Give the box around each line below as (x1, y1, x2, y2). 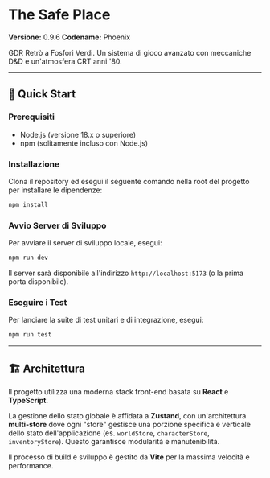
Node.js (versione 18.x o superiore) (19, 130, 137, 139)
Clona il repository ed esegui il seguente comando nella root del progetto (8, 176, 250, 186)
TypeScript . (8, 395, 49, 405)
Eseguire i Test (8, 296, 67, 307)
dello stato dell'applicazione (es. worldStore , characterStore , (8, 428, 211, 438)
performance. (8, 460, 54, 470)
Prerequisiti (8, 111, 55, 122)
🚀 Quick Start (8, 87, 76, 101)
